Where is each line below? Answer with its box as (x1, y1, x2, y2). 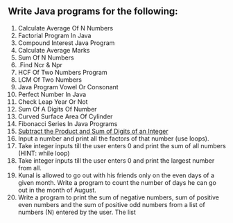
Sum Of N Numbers (17, 53, 75, 62)
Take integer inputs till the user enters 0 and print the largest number (17, 156, 215, 165)
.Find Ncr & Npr (17, 60, 63, 69)
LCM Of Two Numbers (17, 75, 83, 84)
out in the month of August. (17, 186, 96, 194)
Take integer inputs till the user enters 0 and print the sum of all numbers (17, 141, 226, 150)
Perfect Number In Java (17, 90, 87, 98)
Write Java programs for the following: (8, 6, 179, 17)
